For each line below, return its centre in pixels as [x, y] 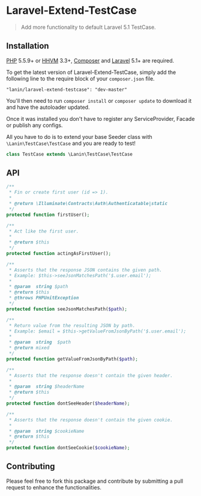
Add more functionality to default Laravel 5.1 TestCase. [88, 27]
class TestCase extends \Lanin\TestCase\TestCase [70, 154]
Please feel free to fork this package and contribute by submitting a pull [95, 481]
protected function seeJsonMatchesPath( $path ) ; [67, 309]
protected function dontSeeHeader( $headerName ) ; [68, 403]
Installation [28, 46]
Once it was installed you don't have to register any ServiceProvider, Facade [100, 118]
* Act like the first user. [44, 231]
